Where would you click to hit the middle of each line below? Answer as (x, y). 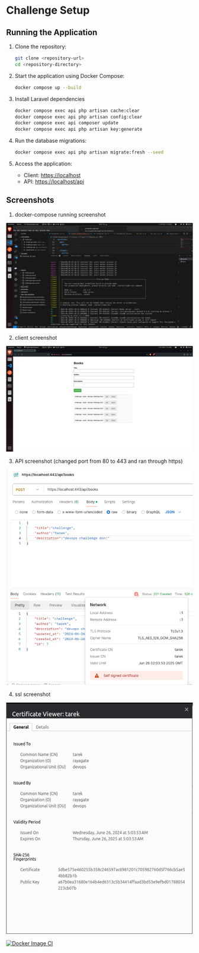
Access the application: (43, 164)
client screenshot (36, 338)
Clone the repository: (41, 46)
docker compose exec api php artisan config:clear (78, 117)
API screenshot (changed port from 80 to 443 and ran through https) (99, 461)
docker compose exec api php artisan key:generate (78, 129)
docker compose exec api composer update (66, 123)
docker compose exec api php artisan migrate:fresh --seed (89, 152)
